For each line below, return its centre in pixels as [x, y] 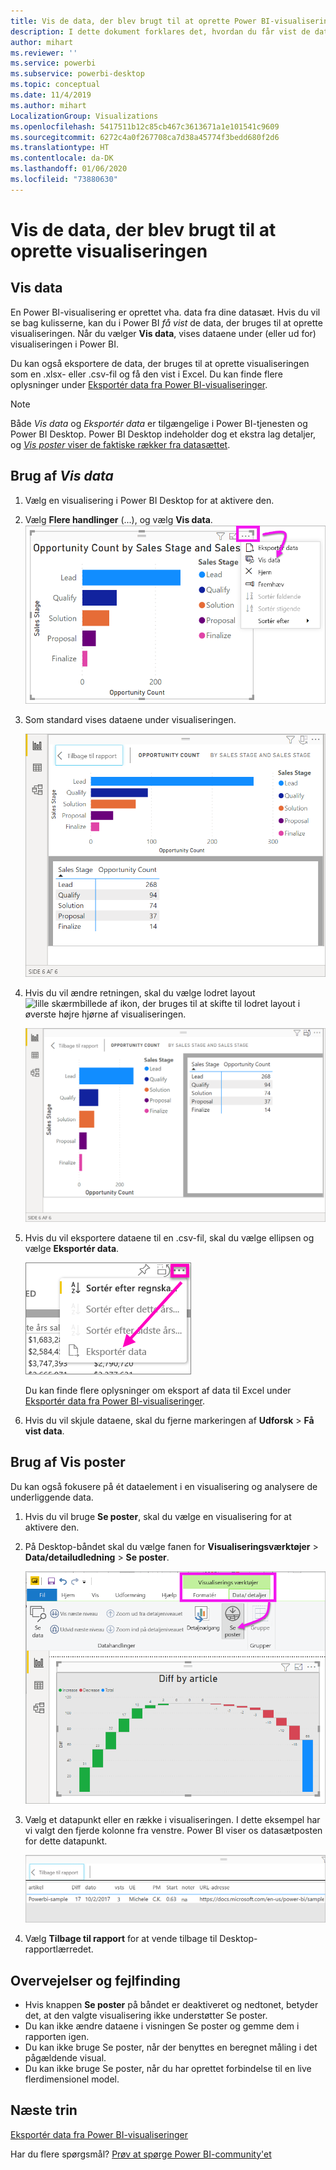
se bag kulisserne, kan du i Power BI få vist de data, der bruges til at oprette [166, 322]
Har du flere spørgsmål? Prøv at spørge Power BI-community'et [141, 2154]
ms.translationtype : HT [60, 148]
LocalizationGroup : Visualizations [84, 116]
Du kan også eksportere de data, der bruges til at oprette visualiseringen [160, 363]
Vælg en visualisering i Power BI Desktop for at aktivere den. [149, 500]
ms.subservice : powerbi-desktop [77, 74]
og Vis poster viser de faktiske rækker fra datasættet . [120, 444]
